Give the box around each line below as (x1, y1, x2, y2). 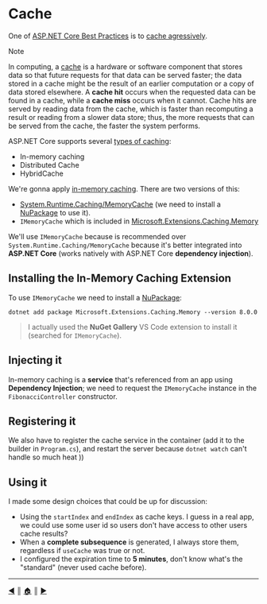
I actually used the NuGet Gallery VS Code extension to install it (27, 322, 238, 331)
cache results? (19, 529, 68, 539)
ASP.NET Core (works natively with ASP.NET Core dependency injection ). (8, 248, 253, 258)
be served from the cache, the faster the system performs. (8, 121, 201, 130)
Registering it (8, 414, 76, 428)
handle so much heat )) (8, 452, 85, 462)
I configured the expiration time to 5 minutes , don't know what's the (19, 554, 243, 564)
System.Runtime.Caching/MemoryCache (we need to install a (19, 199, 221, 209)
